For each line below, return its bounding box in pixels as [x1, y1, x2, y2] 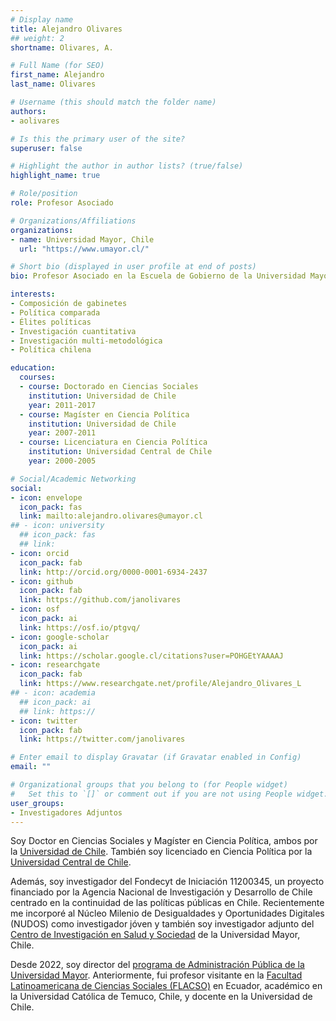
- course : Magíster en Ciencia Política [19, 409, 190, 420]
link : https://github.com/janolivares [19, 595, 182, 605]
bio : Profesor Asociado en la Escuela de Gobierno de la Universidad [10, 271, 307, 281]
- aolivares [10, 116, 60, 126]
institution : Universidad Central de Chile [28, 447, 213, 457]
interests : [10, 289, 56, 300]
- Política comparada [10, 307, 101, 318]
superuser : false [10, 143, 83, 153]
